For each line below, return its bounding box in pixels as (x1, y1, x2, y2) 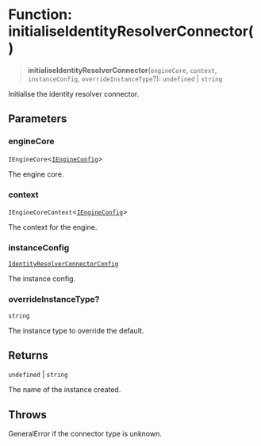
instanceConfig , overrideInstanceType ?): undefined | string (27, 74, 223, 83)
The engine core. (8, 169, 64, 179)
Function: (8, 6, 73, 24)
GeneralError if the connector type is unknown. (8, 429, 163, 439)
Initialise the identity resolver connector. (8, 89, 140, 98)
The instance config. (8, 274, 76, 284)
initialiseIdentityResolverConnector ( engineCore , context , (27, 65, 217, 74)
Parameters (8, 112, 67, 126)
